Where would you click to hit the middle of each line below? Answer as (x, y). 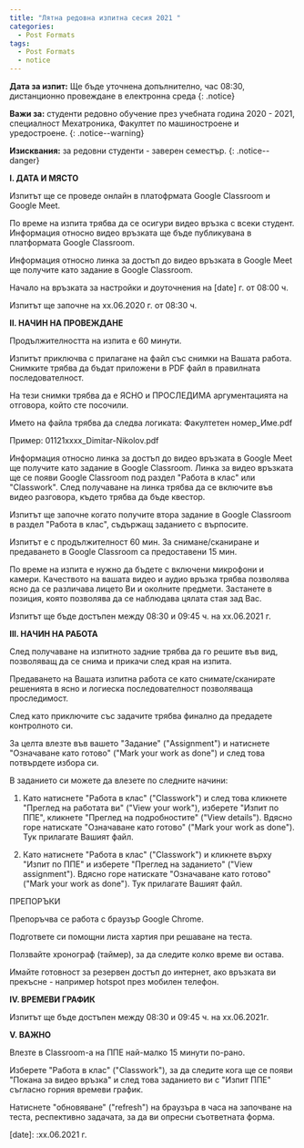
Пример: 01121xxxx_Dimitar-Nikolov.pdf (84, 440)
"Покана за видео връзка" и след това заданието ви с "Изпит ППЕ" (140, 1080)
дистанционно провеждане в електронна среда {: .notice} (122, 96)
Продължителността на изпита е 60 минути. (96, 340)
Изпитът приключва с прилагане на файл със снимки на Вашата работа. (151, 358)
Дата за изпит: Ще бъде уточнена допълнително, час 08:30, (127, 86)
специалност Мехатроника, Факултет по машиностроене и (124, 123)
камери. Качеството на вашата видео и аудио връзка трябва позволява (149, 579)
